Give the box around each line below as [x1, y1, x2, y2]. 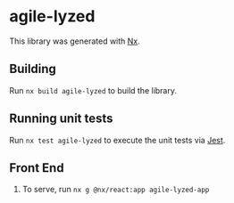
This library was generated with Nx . [9, 36, 140, 46]
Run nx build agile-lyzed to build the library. [9, 85, 177, 95]
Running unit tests [9, 111, 113, 126]
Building [9, 61, 56, 77]
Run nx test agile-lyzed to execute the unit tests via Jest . [9, 134, 226, 145]
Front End [9, 160, 64, 175]
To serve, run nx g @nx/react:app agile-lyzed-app [21, 184, 210, 195]
